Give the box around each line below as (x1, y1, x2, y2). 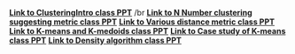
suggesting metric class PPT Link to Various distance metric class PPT (9, 17, 276, 27)
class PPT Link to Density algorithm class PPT (9, 35, 182, 45)
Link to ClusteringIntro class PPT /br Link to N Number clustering (9, 8, 252, 17)
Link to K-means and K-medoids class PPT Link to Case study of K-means (9, 26, 286, 36)
